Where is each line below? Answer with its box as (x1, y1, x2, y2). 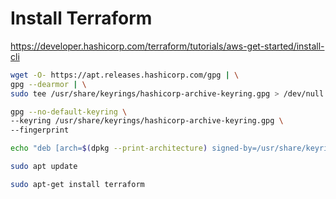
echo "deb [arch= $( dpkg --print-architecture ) (10, 143, 208, 154)
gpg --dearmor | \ (10, 79, 87, 89)
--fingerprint (10, 125, 70, 136)
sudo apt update (10, 162, 78, 172)
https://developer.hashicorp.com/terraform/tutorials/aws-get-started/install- (10, 40, 325, 52)
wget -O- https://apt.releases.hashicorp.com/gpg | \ (10, 70, 240, 80)
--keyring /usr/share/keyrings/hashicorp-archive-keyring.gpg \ (10, 116, 284, 126)
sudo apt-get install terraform (10, 179, 145, 189)
